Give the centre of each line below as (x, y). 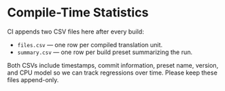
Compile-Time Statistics (78, 13)
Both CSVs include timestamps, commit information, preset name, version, (113, 65)
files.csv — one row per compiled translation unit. (90, 44)
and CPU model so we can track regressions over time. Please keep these (112, 73)
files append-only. (33, 79)
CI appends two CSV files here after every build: (76, 31)
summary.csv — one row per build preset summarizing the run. (105, 52)
